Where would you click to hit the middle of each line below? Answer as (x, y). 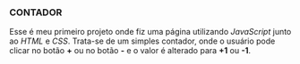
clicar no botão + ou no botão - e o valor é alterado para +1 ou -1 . (130, 51)
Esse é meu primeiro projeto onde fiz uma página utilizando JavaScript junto (150, 32)
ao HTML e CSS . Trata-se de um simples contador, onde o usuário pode (142, 41)
